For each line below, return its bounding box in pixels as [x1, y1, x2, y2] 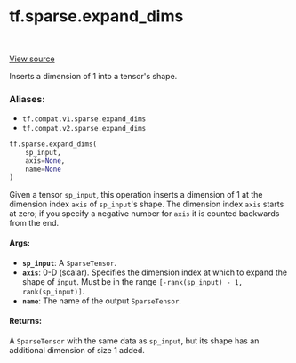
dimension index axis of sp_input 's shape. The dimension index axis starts [9, 198, 284, 209]
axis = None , [25, 156, 66, 165]
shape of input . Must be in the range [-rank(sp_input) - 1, [21, 276, 243, 286]
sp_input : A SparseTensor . [21, 257, 117, 268]
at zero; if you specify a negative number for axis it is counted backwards [9, 207, 280, 219]
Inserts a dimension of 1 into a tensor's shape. [9, 70, 178, 81]
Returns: [9, 316, 43, 327]
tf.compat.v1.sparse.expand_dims [21, 115, 147, 124]
